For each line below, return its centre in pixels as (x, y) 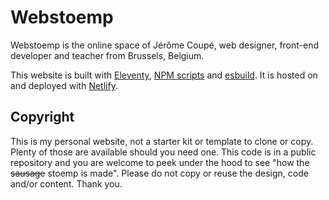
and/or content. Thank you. (66, 183)
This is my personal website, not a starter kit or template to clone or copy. (162, 141)
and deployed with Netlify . (64, 85)
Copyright (42, 117)
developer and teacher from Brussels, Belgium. (107, 55)
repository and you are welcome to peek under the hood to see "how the (160, 162)
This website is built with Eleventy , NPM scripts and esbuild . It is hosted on (164, 75)
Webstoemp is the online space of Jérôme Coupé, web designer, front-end (165, 45)
